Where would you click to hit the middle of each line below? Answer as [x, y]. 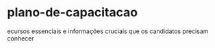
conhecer [21, 38]
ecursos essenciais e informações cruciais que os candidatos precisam [108, 31]
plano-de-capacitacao [73, 13]
